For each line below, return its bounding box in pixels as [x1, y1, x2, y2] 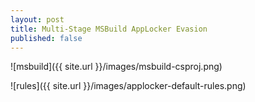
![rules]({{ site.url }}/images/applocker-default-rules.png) [10, 80, 247, 92]
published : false [10, 33, 83, 43]
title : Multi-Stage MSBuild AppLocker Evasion [10, 24, 208, 34]
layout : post [10, 14, 65, 25]
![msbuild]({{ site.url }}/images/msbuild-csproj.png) [10, 61, 223, 73]
